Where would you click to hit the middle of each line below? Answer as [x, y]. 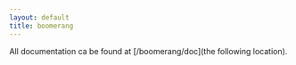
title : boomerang [41, 26]
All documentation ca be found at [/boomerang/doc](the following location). [148, 51]
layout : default [39, 17]
